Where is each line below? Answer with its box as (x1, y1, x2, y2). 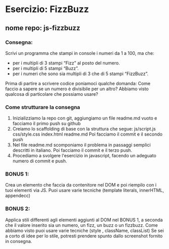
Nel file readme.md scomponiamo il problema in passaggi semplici (12, 142, 151, 148)
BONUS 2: (5, 205, 30, 212)
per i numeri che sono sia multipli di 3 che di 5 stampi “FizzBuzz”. (12, 71, 149, 77)
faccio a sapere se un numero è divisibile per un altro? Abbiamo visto (5, 86, 149, 92)
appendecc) (5, 193, 31, 199)
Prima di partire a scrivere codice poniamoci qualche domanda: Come (5, 80, 150, 86)
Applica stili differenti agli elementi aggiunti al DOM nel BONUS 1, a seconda (5, 217, 163, 223)
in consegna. (5, 238, 32, 244)
